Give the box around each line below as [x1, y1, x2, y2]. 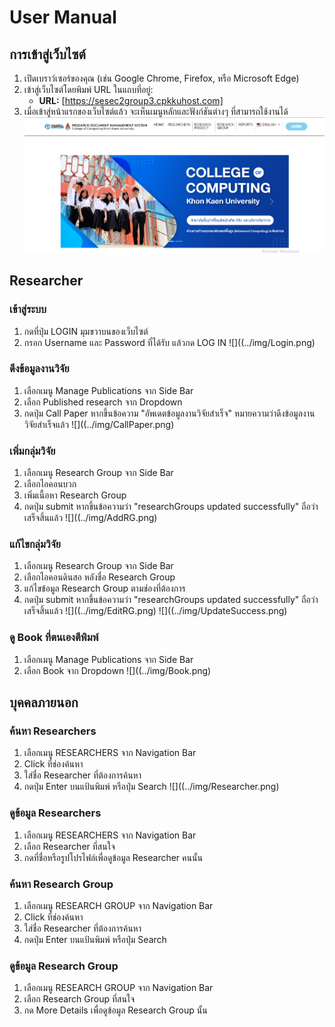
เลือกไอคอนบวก [23, 478, 77, 490]
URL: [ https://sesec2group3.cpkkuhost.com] [38, 95, 224, 106]
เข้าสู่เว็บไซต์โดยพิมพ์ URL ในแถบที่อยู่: [23, 84, 154, 95]
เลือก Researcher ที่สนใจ [23, 840, 116, 852]
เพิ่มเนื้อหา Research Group [23, 489, 127, 501]
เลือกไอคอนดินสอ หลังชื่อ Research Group [23, 571, 176, 583]
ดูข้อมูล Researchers [9, 806, 102, 820]
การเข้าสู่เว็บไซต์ [9, 46, 86, 63]
